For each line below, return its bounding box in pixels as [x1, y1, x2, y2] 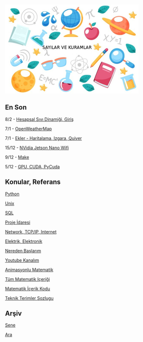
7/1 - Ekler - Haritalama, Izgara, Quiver [5, 135, 82, 141]
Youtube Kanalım [5, 257, 40, 263]
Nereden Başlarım [5, 248, 41, 253]
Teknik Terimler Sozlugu [5, 295, 54, 301]
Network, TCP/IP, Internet [5, 228, 57, 234]
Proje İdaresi [5, 219, 31, 225]
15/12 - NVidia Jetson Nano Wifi [5, 144, 69, 151]
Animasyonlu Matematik [5, 267, 54, 273]
